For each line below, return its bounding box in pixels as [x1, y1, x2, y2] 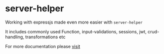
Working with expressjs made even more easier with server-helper [5, 19, 143, 25]
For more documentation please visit [5, 43, 81, 49]
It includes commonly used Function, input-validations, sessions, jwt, [5, 28, 147, 34]
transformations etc [25, 34, 66, 40]
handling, [5, 34, 24, 40]
